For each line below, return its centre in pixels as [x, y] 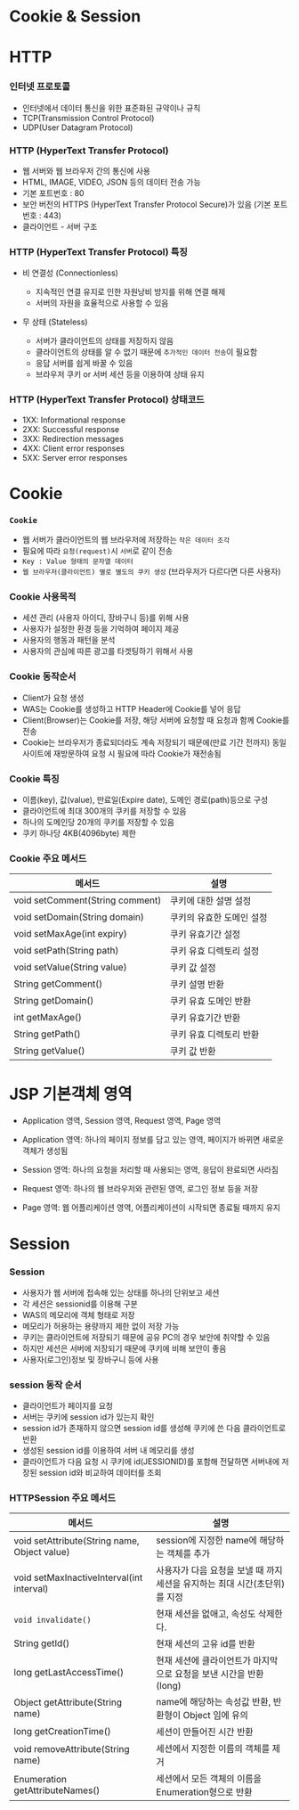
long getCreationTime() [62, 1732]
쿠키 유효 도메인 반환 [210, 1002]
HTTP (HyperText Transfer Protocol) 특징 [99, 251]
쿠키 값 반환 [193, 1052]
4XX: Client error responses [73, 448]
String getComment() [58, 984]
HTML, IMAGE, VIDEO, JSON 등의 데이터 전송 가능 [112, 182]
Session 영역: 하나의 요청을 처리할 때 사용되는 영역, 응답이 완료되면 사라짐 [150, 1170]
